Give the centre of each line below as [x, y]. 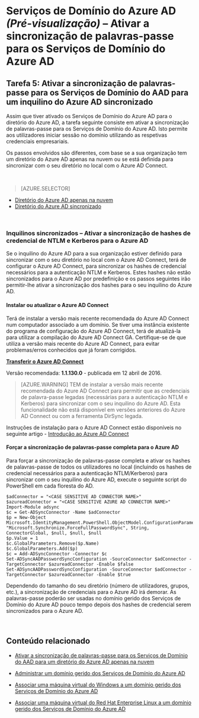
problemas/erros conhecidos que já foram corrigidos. [71, 350]
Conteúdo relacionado [48, 641]
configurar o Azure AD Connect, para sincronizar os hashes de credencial [96, 266]
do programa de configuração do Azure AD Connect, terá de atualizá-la [94, 331]
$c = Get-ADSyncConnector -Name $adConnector [63, 512]
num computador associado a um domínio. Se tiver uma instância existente [98, 324]
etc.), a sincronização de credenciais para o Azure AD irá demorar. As [91, 592]
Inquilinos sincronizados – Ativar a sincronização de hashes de [98, 233]
